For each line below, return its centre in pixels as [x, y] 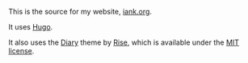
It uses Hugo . [31, 27]
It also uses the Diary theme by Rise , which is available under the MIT [124, 42]
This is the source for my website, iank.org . [80, 12]
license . [21, 51]
